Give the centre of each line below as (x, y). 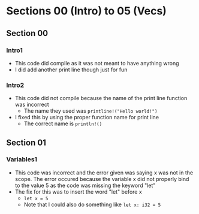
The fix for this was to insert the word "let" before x (78, 192)
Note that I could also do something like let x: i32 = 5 (92, 204)
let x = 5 (36, 198)
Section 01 (26, 142)
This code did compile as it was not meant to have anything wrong (97, 63)
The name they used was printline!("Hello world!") (91, 111)
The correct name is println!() (63, 123)
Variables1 (22, 159)
